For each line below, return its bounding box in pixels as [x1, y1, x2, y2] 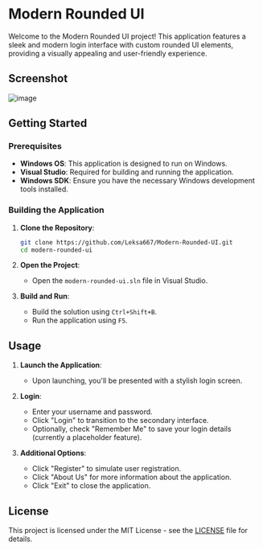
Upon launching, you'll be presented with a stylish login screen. [31, 376, 243, 386]
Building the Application [8, 204, 105, 215]
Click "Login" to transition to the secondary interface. [31, 416, 209, 425]
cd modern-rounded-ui [19, 246, 92, 254]
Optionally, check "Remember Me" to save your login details [31, 424, 232, 434]
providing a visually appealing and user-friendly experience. [8, 48, 208, 58]
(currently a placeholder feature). [31, 433, 142, 442]
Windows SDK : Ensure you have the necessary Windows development [19, 176, 256, 186]
